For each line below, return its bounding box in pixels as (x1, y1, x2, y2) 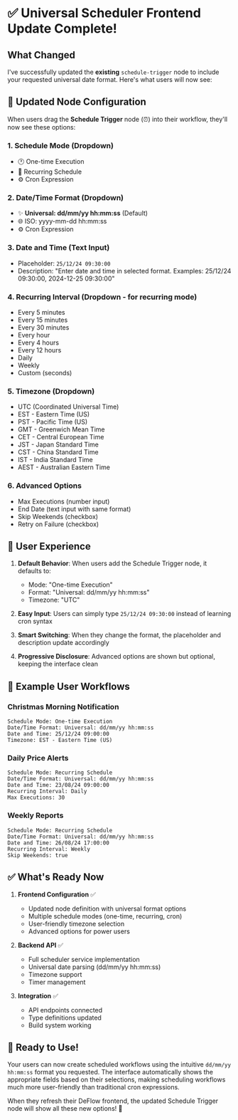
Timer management (28, 978, 86, 986)
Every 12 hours (17, 346, 62, 354)
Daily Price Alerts (7, 753, 69, 763)
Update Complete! (7, 21, 117, 37)
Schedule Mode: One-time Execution (7, 718, 113, 726)
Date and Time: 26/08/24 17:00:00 (7, 839, 110, 847)
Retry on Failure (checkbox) (17, 520, 99, 528)
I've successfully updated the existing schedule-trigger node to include (7, 68, 220, 76)
